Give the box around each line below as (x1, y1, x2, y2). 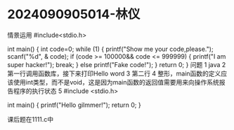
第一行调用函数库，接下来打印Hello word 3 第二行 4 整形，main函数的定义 (7, 69, 221, 78)
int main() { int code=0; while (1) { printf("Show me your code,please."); (7, 45, 214, 53)
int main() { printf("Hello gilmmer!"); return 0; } (7, 101, 142, 109)
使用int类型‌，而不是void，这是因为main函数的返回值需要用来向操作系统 (13, 78, 219, 86)
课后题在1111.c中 (7, 115, 54, 123)
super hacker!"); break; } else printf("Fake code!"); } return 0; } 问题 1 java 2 (7, 60, 226, 68)
